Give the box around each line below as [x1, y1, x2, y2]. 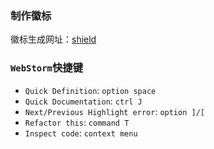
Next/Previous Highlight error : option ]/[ [24, 105, 205, 117]
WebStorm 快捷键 [10, 61, 84, 75]
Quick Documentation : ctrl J [24, 95, 143, 107]
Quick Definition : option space [24, 84, 157, 96]
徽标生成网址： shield [10, 33, 97, 46]
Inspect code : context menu [24, 127, 138, 139]
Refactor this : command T [24, 116, 130, 128]
